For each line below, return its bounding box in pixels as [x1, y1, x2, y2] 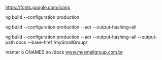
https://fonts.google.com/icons [5, 5, 70, 10]
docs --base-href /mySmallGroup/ [16, 39, 88, 45]
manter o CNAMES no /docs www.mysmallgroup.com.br [5, 49, 123, 55]
